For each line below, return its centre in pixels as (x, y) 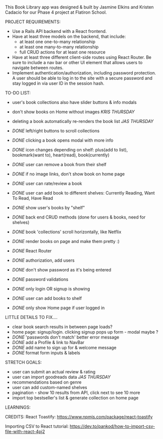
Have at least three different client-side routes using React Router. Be (82, 57)
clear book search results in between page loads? (62, 327)
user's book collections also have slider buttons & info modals (74, 102)
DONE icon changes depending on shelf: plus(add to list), (70, 150)
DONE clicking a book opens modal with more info (63, 140)
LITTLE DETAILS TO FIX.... (31, 317)
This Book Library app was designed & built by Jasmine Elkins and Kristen (79, 7)
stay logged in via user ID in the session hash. (58, 83)
